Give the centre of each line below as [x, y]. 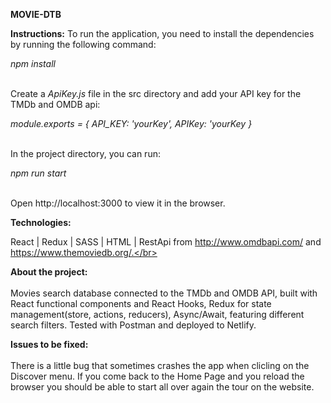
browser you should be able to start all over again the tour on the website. [162, 387]
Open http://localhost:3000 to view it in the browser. [118, 203]
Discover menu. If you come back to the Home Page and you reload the [157, 376]
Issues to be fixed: [49, 344]
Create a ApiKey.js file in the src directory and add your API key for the [156, 93]
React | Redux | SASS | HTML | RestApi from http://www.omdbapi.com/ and [166, 242]
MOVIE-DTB [36, 14]
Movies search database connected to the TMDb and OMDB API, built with [164, 293]
